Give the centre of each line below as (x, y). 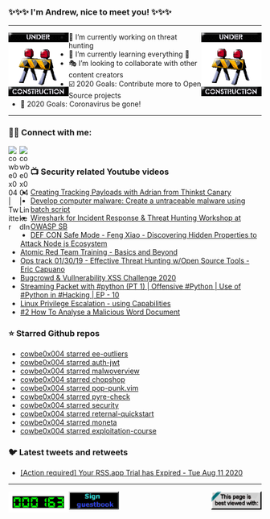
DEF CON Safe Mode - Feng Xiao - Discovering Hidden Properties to (144, 235)
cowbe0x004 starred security (69, 405)
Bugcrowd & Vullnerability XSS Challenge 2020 (98, 277)
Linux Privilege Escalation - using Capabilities (95, 303)
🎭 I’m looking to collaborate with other (133, 64)
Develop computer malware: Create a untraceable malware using (138, 201)
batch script (51, 209)
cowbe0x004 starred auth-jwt (70, 363)
